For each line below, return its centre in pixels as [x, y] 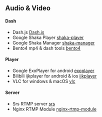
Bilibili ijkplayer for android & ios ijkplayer [54, 76]
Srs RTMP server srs [34, 104]
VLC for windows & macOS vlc [44, 81]
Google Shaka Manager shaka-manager [53, 42]
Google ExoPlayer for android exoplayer [53, 70]
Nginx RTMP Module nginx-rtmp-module [54, 109]
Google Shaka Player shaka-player [48, 37]
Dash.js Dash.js [28, 32]
